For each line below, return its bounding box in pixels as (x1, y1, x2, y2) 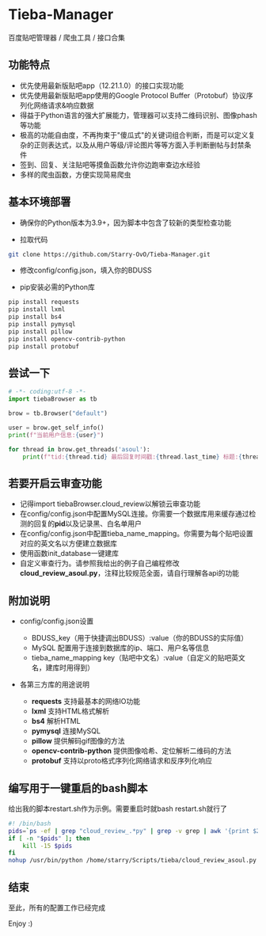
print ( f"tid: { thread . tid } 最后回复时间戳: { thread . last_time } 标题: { (22, 453, 243, 461)
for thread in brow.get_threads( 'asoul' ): (8, 445, 150, 453)
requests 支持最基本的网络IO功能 (31, 697, 141, 706)
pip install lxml (8, 306, 66, 314)
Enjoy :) (8, 919, 33, 928)
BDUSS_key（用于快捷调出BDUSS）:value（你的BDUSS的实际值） (31, 634, 249, 643)
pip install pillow (8, 327, 73, 336)
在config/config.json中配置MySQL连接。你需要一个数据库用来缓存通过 (19, 509, 249, 519)
